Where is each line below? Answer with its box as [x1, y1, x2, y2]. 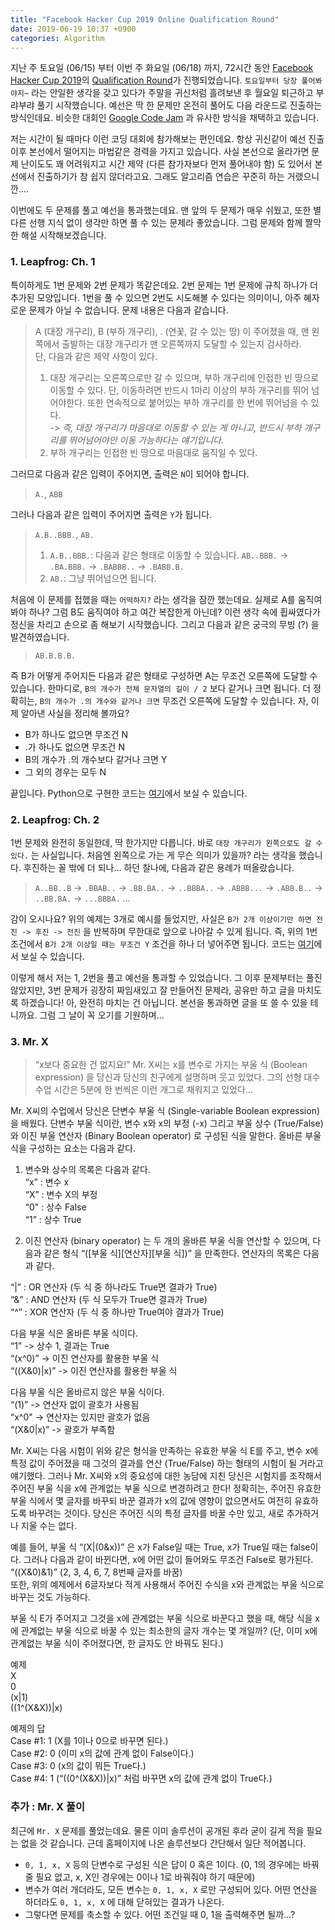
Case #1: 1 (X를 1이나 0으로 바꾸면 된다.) [10, 1735, 169, 1747]
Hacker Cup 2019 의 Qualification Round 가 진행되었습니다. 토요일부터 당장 [10, 74, 298, 86]
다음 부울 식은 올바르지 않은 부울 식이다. [10, 1386, 165, 1398]
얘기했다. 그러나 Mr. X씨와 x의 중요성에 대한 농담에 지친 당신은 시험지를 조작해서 [10, 1470, 322, 1482]
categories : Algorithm [10, 33, 105, 43]
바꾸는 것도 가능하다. [10, 1591, 91, 1603]
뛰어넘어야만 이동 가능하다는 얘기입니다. [68, 434, 224, 446]
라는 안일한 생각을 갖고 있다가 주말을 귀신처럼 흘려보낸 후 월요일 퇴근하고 [30, 87, 314, 99]
